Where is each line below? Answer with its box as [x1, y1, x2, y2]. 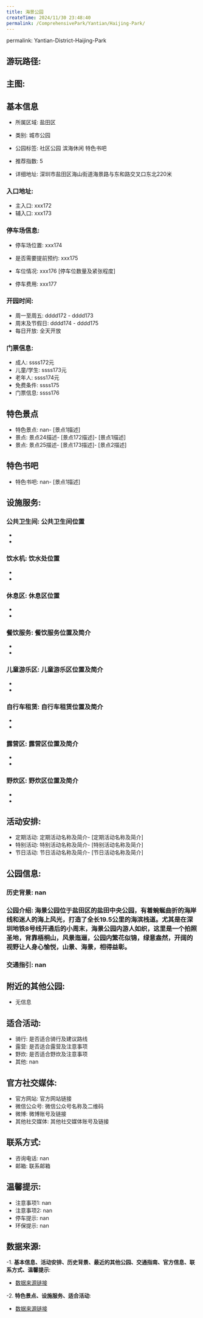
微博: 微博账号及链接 [15, 1110, 67, 1117]
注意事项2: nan [15, 1207, 53, 1214]
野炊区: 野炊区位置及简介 [6, 777, 79, 785]
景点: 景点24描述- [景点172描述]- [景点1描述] [15, 433, 126, 441]
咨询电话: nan [15, 1154, 50, 1162]
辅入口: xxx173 [15, 209, 52, 217]
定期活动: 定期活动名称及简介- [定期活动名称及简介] [15, 833, 144, 841]
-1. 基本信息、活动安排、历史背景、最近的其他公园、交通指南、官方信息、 [6, 1258, 190, 1266]
